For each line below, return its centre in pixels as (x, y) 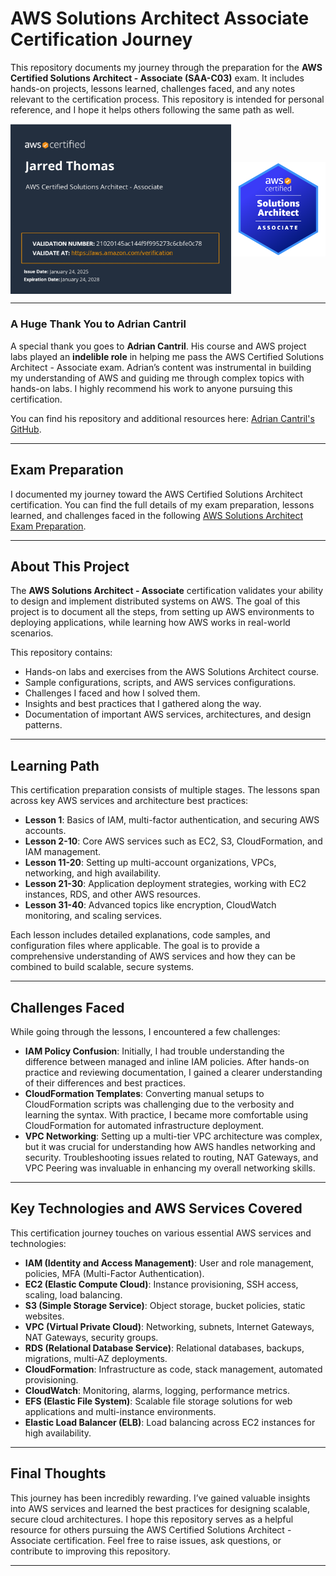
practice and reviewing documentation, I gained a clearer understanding (173, 1072)
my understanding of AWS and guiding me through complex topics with (157, 378)
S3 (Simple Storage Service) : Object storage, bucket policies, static (165, 1305)
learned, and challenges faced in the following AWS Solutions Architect (157, 515)
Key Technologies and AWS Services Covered (156, 1208)
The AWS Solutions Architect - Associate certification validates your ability (167, 591)
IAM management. (63, 852)
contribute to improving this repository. (90, 1551)
